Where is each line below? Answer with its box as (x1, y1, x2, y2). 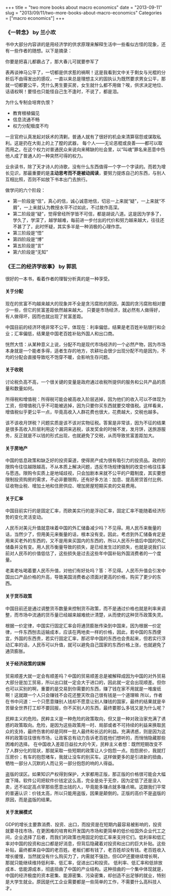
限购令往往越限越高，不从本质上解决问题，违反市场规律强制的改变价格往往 (5, 464, 161, 470)
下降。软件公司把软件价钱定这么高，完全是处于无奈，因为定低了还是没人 (9, 777, 161, 783)
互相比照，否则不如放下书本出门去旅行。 (5, 176, 90, 182)
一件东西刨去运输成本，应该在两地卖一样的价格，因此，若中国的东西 (14, 629, 157, 635)
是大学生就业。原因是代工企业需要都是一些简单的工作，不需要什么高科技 (5, 879, 157, 885)
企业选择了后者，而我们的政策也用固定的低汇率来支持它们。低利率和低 (14, 834, 161, 840)
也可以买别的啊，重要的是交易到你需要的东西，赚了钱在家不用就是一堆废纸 (5, 686, 161, 692)
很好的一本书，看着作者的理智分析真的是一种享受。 (5, 275, 112, 282)
